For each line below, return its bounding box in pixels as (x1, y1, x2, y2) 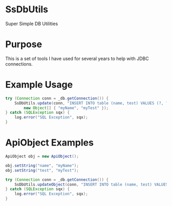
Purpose (5, 38, 42, 50)
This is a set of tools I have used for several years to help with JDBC (5, 55, 149, 61)
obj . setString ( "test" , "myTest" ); (5, 168, 79, 173)
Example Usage (5, 79, 73, 91)
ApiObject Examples (5, 137, 94, 149)
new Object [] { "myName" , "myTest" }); (24, 105, 109, 111)
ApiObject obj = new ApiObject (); (5, 154, 79, 159)
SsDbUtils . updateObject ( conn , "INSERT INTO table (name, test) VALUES (14, 182, 168, 187)
